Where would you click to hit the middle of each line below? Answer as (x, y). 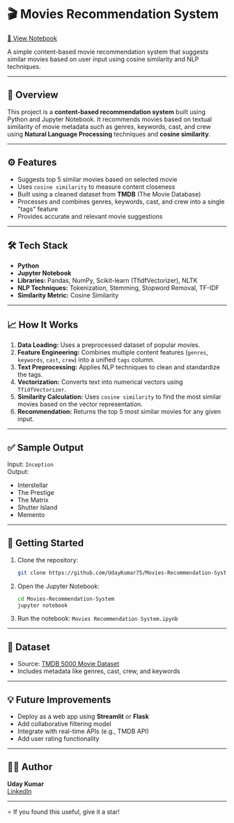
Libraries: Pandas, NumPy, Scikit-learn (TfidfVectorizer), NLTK (107, 281)
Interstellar (33, 485)
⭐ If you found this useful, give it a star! (63, 812)
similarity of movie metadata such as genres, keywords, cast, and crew (109, 126)
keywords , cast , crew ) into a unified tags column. (86, 360)
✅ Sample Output (46, 447)
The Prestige (36, 492)
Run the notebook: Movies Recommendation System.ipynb (97, 619)
